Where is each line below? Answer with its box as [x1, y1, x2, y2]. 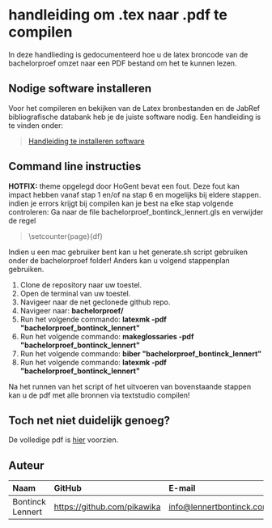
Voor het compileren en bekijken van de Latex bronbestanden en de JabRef [8, 103, 261, 113]
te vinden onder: [8, 120, 63, 130]
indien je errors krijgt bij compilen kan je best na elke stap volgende [8, 198, 234, 208]
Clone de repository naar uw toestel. [19, 279, 142, 289]
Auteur [8, 458, 45, 472]
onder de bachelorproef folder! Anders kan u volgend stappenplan [8, 255, 231, 265]
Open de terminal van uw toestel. [19, 288, 131, 298]
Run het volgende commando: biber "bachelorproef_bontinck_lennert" [19, 348, 262, 358]
